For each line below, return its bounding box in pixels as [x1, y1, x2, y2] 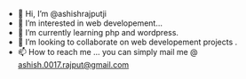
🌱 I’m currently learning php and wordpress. [17, 28, 179, 37]
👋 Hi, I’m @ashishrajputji [17, 9, 107, 19]
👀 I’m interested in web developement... [17, 18, 163, 28]
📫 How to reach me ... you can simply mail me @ [17, 47, 198, 57]
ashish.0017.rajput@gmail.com [17, 59, 130, 70]
